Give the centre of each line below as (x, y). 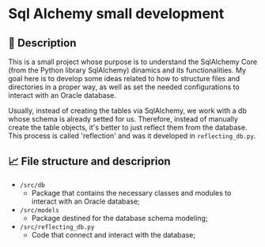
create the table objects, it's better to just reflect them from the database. (128, 127)
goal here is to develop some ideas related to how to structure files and (124, 79)
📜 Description (42, 43)
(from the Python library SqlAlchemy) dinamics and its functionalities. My (127, 70)
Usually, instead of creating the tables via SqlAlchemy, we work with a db (127, 110)
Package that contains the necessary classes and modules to (131, 193)
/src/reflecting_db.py (57, 227)
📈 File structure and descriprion (90, 161)
